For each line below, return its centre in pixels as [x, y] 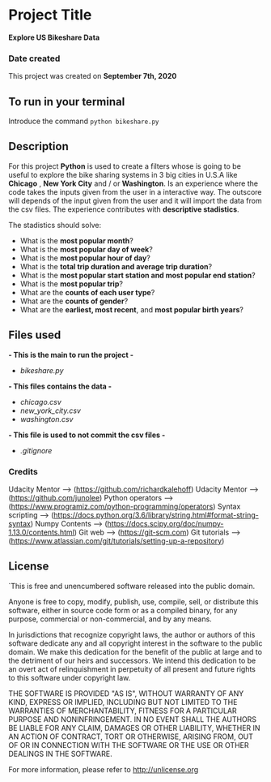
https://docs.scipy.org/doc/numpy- [165, 523]
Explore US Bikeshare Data [54, 37]
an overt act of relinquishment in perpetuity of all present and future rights [132, 669]
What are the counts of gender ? [74, 301]
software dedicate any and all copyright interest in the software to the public [135, 643]
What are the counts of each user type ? [87, 292]
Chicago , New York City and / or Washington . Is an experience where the [133, 183]
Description [38, 146]
